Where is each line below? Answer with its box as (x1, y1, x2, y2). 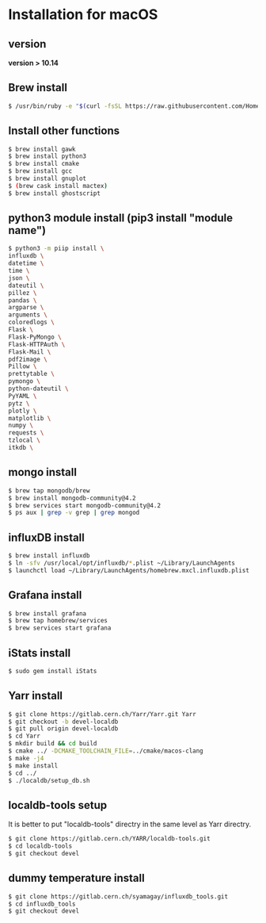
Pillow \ (8, 362, 37, 370)
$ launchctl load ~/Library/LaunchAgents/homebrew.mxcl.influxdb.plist (8, 566, 249, 574)
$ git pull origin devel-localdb (8, 725, 119, 733)
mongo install (8, 465, 78, 479)
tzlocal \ (8, 436, 41, 445)
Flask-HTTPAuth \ (8, 340, 66, 348)
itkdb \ (8, 444, 34, 452)
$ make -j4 (8, 754, 44, 762)
